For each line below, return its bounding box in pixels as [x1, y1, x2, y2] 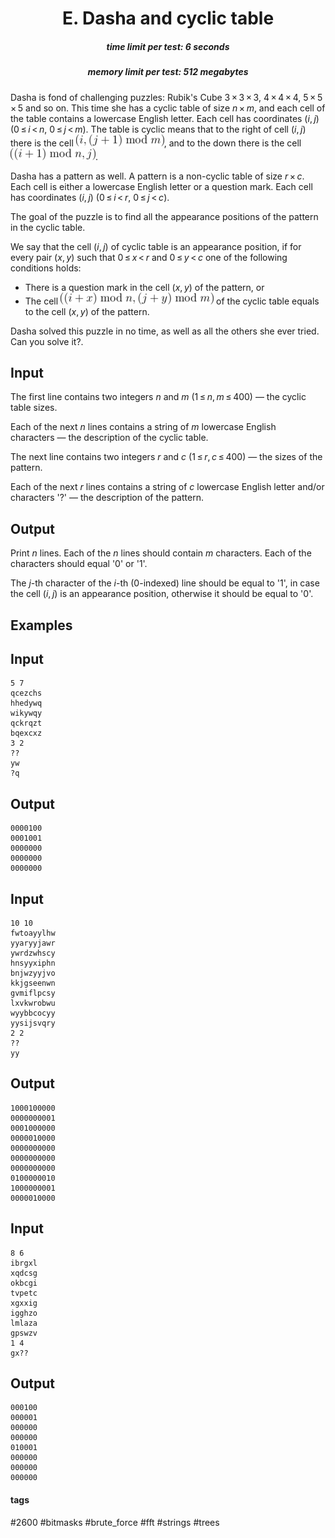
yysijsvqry [10, 1018, 56, 1028]
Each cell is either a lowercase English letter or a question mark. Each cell [10, 180, 313, 192]
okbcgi [10, 1278, 38, 1288]
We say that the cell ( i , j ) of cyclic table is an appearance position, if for [10, 240, 302, 252]
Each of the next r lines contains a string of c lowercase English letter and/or [10, 481, 325, 493]
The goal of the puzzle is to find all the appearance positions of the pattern [10, 210, 319, 222]
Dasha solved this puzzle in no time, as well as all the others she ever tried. [10, 325, 320, 337]
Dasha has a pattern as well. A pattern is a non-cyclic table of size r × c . [10, 170, 305, 182]
